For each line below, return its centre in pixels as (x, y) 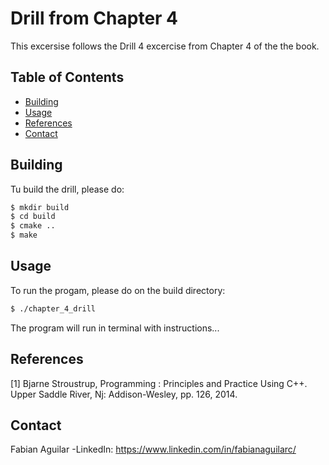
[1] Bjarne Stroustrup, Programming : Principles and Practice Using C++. (159, 383)
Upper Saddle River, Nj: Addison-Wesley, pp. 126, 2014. (124, 394)
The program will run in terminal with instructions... (115, 328)
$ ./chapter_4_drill (53, 308)
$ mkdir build (40, 207)
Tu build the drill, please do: (67, 189)
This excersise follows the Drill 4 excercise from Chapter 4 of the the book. (165, 46)
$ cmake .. (33, 226)
